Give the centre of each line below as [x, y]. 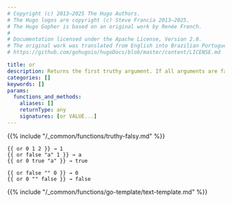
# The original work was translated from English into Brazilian [103, 46]
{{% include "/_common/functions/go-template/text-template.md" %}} [108, 192]
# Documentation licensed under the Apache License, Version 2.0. [105, 39]
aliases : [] [37, 104]
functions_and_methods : [47, 97]
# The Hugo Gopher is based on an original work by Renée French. [105, 26]
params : [18, 91]
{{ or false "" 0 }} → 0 [43, 173]
